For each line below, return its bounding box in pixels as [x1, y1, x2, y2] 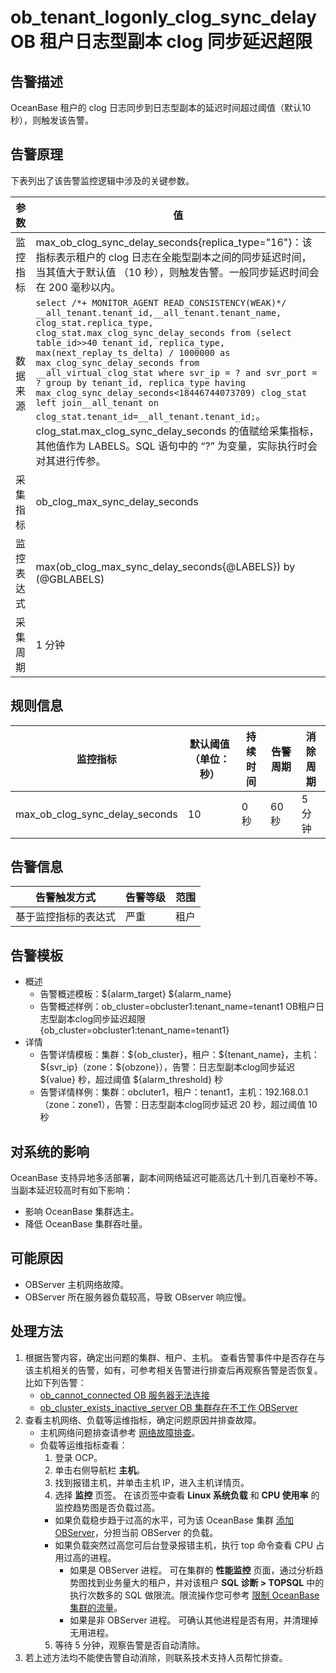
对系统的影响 [10, 1143, 90, 1160]
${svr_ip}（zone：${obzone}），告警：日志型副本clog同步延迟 [39, 1061, 296, 1073]
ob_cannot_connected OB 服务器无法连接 [39, 1389, 210, 1401]
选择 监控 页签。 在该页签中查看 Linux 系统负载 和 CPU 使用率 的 [54, 1489, 320, 1501]
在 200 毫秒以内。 [35, 280, 122, 294]
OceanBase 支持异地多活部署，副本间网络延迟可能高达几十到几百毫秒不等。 [10, 1172, 323, 1184]
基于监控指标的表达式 [15, 910, 117, 924]
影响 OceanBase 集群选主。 [24, 1206, 140, 1218]
